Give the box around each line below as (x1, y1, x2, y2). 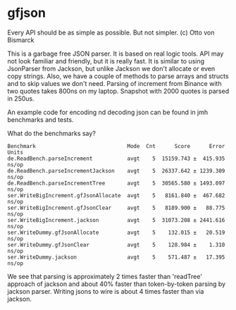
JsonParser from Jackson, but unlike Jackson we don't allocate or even (7, 64, 216, 73)
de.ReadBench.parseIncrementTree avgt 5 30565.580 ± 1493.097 (7, 180, 225, 187)
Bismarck (7, 35, 35, 44)
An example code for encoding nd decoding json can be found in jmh (7, 108, 209, 116)
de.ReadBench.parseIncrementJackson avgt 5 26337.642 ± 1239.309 (7, 167, 225, 174)
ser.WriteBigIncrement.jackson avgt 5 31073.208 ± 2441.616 (7, 216, 225, 223)
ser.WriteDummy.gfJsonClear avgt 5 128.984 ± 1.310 (7, 241, 225, 248)
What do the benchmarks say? (7, 129, 97, 137)
